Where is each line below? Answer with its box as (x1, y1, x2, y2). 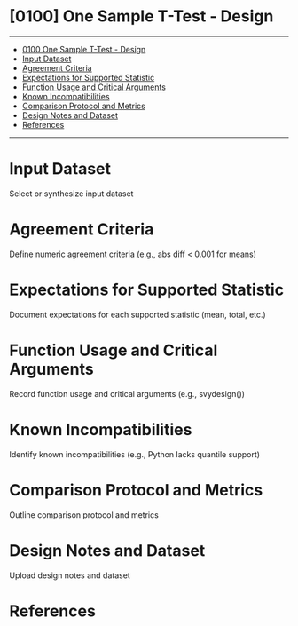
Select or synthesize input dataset (9, 188, 134, 199)
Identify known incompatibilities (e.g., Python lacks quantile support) (9, 448, 260, 459)
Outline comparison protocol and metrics (9, 509, 160, 520)
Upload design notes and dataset (9, 570, 130, 581)
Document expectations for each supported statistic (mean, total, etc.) (9, 309, 266, 320)
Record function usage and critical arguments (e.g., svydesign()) (9, 388, 246, 399)
